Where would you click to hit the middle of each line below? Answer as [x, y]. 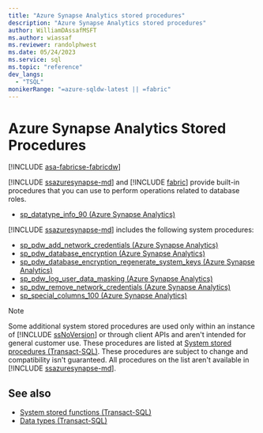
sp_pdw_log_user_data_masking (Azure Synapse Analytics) [116, 279]
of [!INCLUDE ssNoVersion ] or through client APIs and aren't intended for [127, 335]
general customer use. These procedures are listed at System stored [120, 343]
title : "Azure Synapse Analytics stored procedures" [97, 15]
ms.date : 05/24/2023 [42, 52]
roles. [17, 199]
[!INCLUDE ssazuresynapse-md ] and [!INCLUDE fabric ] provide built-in [124, 182]
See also [30, 393]
